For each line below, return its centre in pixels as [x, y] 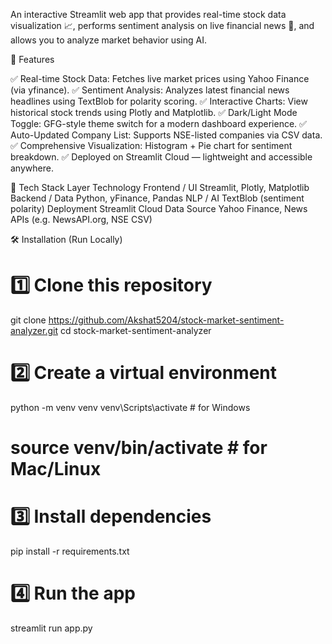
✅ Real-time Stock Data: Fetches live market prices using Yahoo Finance [160, 78]
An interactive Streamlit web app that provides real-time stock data [148, 14]
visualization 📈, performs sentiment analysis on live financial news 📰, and [162, 25]
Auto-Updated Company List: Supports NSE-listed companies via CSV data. [166, 135]
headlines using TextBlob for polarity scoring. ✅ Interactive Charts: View [159, 101]
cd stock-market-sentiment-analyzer [135, 330]
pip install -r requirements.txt [70, 551]
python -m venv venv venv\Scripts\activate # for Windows [130, 407]
